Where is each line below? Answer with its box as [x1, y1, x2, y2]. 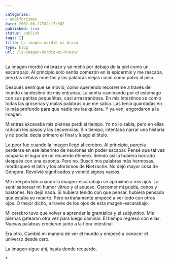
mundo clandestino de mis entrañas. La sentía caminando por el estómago [5, 89, 161, 95]
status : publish [5, 31, 40, 36]
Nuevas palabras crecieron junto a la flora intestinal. [5, 220, 114, 226]
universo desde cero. [5, 236, 50, 242]
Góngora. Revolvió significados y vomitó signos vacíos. [5, 169, 121, 175]
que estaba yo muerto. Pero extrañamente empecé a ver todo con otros [5, 194, 155, 201]
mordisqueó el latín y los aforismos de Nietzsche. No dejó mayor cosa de [5, 163, 158, 169]
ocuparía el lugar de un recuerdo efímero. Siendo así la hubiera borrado [5, 152, 155, 158]
